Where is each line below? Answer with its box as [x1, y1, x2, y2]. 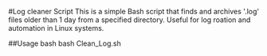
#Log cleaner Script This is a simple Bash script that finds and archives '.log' [8, 7, 260, 16]
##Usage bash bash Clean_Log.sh [8, 39, 121, 48]
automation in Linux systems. [8, 24, 104, 32]
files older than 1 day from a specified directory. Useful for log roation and [8, 15, 251, 24]
